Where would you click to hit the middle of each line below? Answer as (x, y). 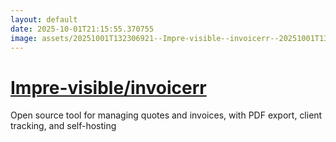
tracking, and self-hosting (63, 126)
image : (24, 38)
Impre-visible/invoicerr (108, 87)
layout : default (44, 19)
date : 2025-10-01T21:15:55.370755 (82, 29)
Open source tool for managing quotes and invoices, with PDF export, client (166, 115)
